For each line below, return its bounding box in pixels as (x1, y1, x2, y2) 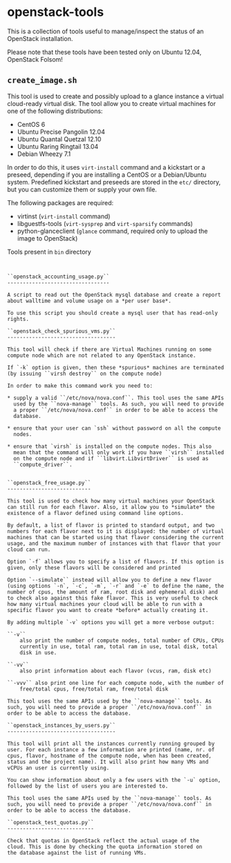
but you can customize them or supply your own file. (7, 185, 157, 193)
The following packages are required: (7, 198, 114, 207)
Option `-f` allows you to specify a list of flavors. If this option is (7, 558, 225, 565)
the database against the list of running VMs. (7, 849, 147, 856)
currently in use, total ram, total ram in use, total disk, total (19, 643, 218, 650)
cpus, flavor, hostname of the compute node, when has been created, (7, 752, 212, 759)
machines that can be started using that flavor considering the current (7, 534, 225, 541)
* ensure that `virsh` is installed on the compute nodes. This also (7, 443, 212, 450)
